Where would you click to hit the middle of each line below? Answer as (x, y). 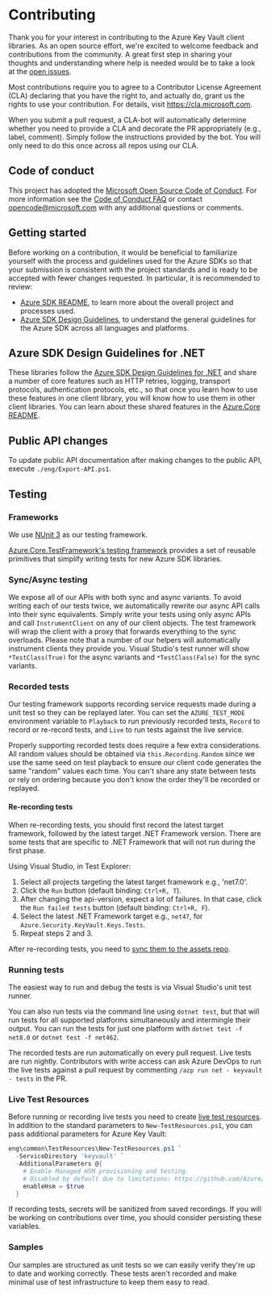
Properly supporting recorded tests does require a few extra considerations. (135, 745)
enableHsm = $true (54, 1186)
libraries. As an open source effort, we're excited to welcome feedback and (133, 45)
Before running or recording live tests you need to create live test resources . (135, 1117)
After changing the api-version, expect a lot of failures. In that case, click (141, 899)
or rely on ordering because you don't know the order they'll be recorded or (134, 780)
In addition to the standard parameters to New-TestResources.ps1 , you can (130, 1126)
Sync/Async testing (48, 580)
